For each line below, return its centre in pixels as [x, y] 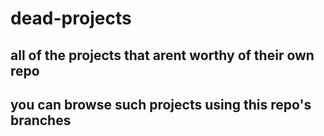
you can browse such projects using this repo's [161, 104]
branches [41, 120]
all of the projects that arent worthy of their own [162, 55]
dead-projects [71, 18]
